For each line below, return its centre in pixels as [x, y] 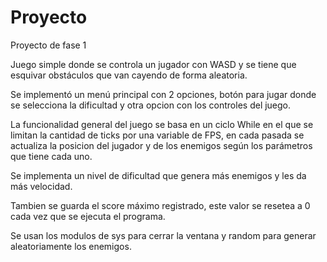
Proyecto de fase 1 [48, 45]
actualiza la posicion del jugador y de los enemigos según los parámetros [161, 145]
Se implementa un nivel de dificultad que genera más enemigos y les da [158, 175]
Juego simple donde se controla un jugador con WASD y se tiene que [153, 64]
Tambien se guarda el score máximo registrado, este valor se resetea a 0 [160, 205]
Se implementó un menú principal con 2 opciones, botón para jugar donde [163, 94]
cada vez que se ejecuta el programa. [88, 216]
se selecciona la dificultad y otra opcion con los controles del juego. [151, 105]
